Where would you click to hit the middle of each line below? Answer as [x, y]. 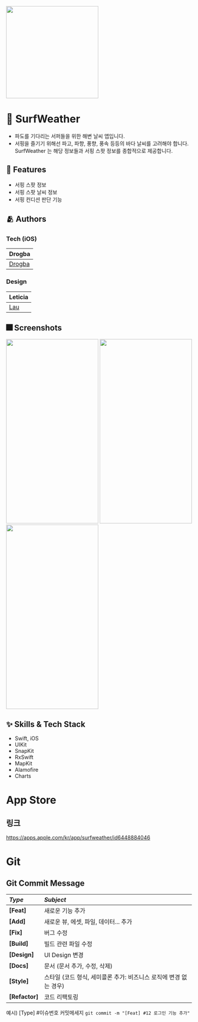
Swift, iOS [27, 738]
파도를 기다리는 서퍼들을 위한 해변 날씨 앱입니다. [70, 136]
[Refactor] [24, 997]
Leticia [19, 297]
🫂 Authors [26, 219]
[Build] [19, 944]
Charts [23, 776]
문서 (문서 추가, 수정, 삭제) [78, 966]
